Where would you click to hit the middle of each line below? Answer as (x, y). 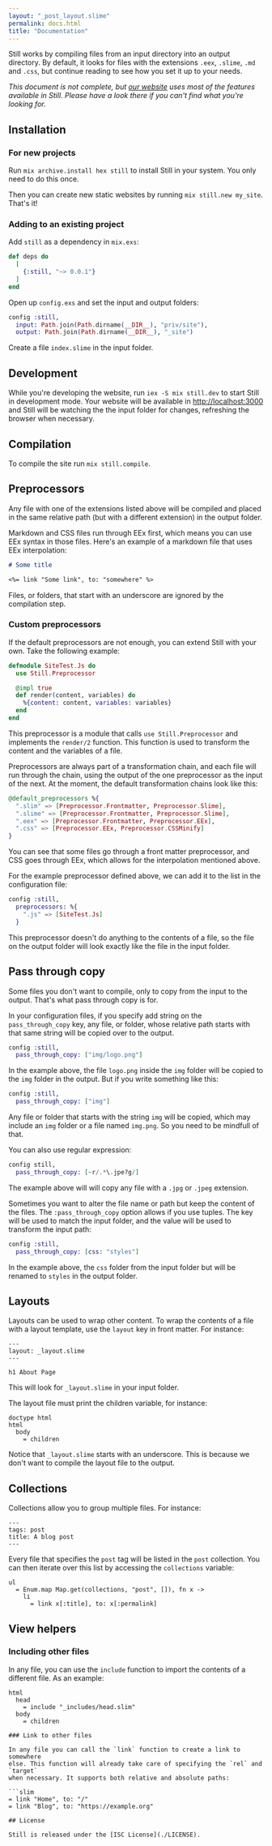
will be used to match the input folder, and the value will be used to (120, 1220)
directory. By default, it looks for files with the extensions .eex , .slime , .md (132, 62)
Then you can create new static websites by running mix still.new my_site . (136, 194)
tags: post (27, 1530)
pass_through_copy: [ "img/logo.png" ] (79, 1055)
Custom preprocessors (55, 625)
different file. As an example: (56, 1677)
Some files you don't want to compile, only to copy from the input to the (128, 991)
